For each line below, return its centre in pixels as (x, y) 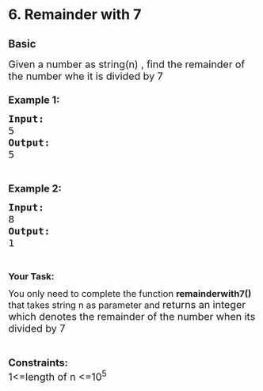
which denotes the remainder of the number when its (132, 317)
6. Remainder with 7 (75, 15)
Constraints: (38, 363)
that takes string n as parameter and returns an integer (127, 305)
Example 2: (35, 188)
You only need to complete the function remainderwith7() (130, 294)
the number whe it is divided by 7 (86, 76)
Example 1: (34, 100)
